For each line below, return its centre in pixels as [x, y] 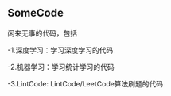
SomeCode [36, 13]
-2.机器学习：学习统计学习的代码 [61, 67]
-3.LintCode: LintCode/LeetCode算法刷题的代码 [85, 83]
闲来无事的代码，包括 [42, 33]
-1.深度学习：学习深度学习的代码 [60, 50]
